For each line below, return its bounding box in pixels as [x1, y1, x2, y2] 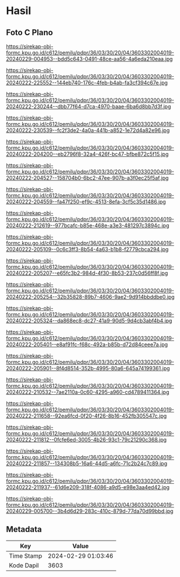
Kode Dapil [9, 561, 39, 569]
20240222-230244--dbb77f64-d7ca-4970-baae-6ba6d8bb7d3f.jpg [6, 103, 171, 110]
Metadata [6, 524, 42, 534]
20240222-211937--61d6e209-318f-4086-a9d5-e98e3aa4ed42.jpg [6, 484, 170, 490]
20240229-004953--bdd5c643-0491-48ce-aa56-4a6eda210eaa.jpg [6, 56, 173, 62]
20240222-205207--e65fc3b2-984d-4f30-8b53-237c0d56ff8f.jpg [6, 269, 168, 276]
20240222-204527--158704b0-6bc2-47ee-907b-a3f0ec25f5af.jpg [6, 175, 169, 181]
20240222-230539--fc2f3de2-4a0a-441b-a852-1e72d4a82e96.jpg [6, 127, 170, 134]
